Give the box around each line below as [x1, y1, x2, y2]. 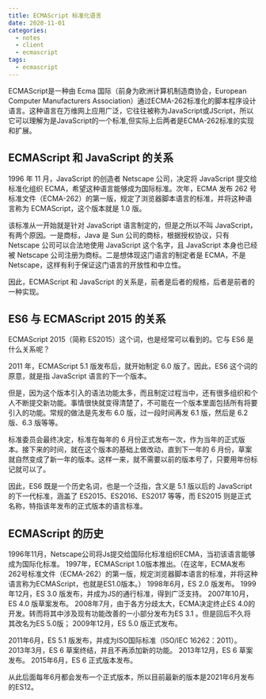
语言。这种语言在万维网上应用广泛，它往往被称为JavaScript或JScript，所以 [8, 106, 254, 115]
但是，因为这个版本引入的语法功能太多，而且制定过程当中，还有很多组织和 [8, 388, 251, 398]
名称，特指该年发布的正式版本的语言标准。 [8, 501, 147, 511]
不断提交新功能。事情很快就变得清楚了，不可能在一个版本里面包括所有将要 [14, 398, 258, 408]
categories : [8, 26, 47, 34]
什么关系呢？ [8, 344, 50, 354]
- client [15, 41, 44, 49]
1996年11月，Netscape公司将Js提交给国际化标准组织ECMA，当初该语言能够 [8, 549, 256, 559]
